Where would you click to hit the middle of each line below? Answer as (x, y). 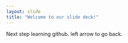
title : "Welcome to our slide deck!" (52, 17)
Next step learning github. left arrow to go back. (64, 34)
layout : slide (24, 11)
